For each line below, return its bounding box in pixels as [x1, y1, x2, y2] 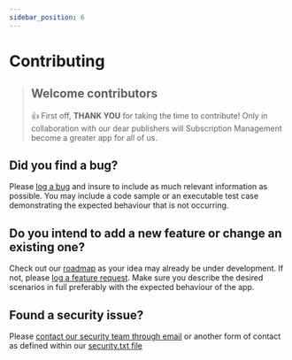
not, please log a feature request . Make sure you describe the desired [9, 272, 264, 283]
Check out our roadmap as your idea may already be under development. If [9, 263, 284, 274]
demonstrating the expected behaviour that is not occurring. [9, 200, 229, 211]
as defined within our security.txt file [9, 341, 143, 351]
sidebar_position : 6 [9, 12, 86, 22]
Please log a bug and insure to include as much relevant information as [9, 181, 268, 192]
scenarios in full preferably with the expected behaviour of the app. [9, 282, 255, 293]
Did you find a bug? [9, 158, 119, 173]
